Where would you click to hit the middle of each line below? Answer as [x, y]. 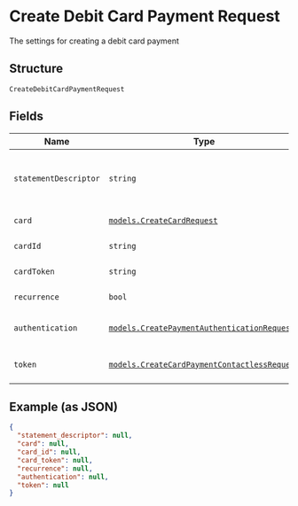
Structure [36, 69]
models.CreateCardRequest [163, 220]
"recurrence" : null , [55, 468]
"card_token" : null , [55, 460]
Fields [27, 117]
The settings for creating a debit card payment [94, 41]
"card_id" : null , [49, 452]
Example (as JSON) [63, 406]
